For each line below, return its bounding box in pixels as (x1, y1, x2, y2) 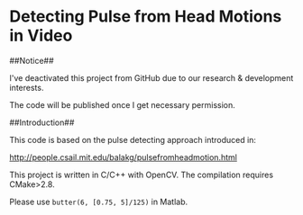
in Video (9, 25, 73, 46)
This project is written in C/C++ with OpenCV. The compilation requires (9, 169, 273, 180)
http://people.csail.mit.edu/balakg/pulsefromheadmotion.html (9, 151, 237, 163)
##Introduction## (9, 117, 75, 128)
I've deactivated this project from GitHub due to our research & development (9, 72, 294, 83)
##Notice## (9, 55, 54, 66)
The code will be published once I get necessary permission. (9, 99, 236, 110)
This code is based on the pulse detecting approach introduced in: (9, 134, 257, 145)
